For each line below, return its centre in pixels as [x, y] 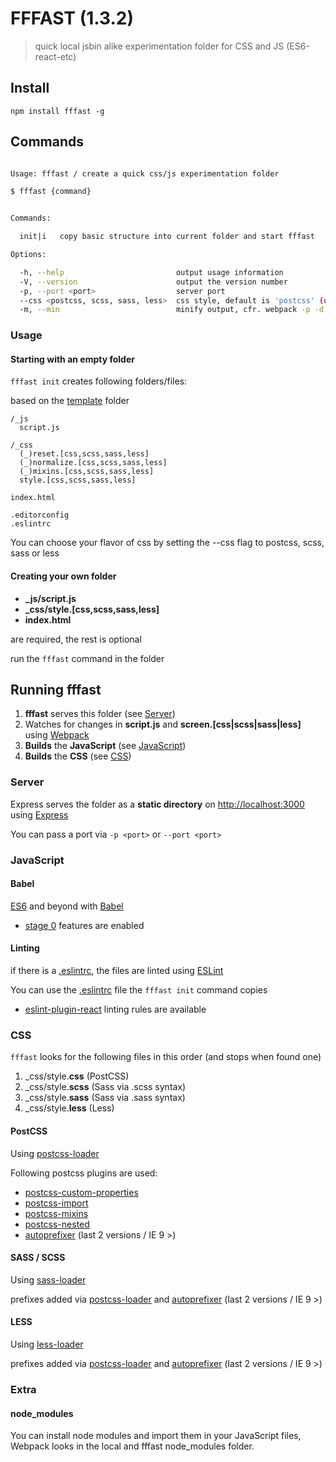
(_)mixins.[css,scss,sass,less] [87, 472]
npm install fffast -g [57, 111]
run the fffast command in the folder [87, 658]
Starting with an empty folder [72, 359]
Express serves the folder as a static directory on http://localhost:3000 [157, 804]
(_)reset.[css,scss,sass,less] [84, 454]
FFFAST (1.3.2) [72, 18]
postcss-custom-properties [81, 1192]
